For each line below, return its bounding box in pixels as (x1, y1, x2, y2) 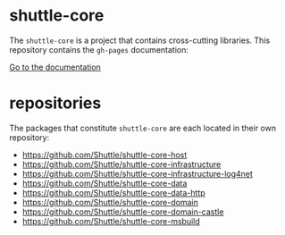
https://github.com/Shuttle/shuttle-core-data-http (21, 187, 205, 197)
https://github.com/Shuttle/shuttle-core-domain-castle (21, 206, 224, 217)
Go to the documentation (9, 62, 101, 72)
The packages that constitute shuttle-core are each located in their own (9, 122, 277, 133)
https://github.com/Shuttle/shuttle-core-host (21, 149, 188, 160)
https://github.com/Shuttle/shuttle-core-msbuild (21, 215, 201, 226)
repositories (9, 93, 102, 113)
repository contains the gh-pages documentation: (9, 44, 189, 55)
